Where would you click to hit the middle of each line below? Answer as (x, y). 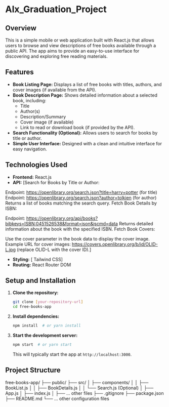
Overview (21, 28)
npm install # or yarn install (47, 326)
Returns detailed (136, 223)
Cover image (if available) (47, 122)
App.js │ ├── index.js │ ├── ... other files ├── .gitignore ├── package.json (85, 393)
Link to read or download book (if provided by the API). (77, 127)
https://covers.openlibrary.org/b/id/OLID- (115, 244)
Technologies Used (36, 165)
